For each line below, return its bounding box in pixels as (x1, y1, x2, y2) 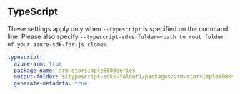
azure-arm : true (14, 60, 62, 67)
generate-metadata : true (14, 80, 88, 88)
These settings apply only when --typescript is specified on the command (7, 24, 229, 33)
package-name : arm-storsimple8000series (14, 67, 136, 74)
